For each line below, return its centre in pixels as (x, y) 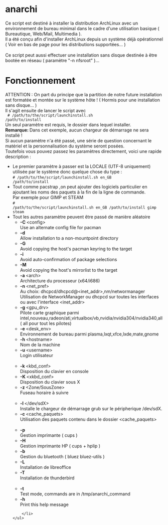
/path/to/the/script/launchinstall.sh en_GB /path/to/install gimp (84, 207)
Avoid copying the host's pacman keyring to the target (76, 249)
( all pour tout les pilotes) (46, 323)
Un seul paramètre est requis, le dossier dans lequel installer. (68, 124)
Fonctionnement (40, 81)
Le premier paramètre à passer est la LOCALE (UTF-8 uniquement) (81, 166)
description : (18, 156)
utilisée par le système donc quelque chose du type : (67, 171)
